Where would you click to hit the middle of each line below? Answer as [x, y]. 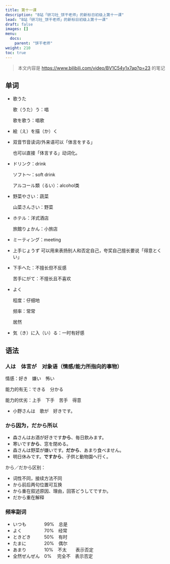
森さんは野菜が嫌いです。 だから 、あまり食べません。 [68, 450]
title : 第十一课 [21, 10]
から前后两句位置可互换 [37, 485]
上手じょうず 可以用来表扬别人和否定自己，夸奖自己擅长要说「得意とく [87, 251]
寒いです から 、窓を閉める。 [42, 444]
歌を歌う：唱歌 [28, 120]
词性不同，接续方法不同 [37, 478]
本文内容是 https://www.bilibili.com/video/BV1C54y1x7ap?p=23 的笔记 [91, 68]
